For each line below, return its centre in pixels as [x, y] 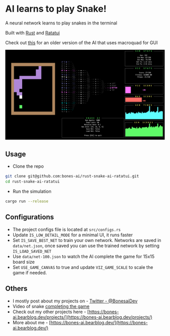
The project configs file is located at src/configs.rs [67, 229]
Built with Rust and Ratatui [33, 33]
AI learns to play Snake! [56, 9]
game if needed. [30, 272]
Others [16, 288]
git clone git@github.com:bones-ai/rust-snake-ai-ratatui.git [72, 176]
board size [24, 262]
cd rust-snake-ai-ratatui [32, 182]
